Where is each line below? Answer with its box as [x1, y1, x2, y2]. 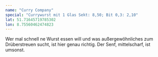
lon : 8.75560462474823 [5, 22, 54, 27]
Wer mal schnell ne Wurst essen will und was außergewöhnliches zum [5, 36, 153, 42]
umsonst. [5, 47, 25, 53]
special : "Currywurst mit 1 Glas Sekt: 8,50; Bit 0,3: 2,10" [5, 12, 139, 17]
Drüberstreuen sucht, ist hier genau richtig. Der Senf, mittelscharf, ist [5, 42, 151, 48]
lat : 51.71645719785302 [5, 17, 56, 22]
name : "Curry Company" [5, 7, 54, 13]
